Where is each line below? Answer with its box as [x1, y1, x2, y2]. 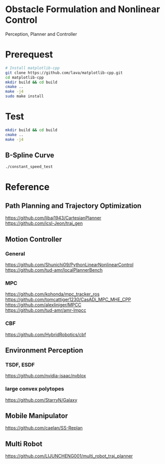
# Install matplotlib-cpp [5, 65, 60, 70]
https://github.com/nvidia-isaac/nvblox [5, 373, 86, 379]
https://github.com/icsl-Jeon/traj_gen [5, 220, 83, 226]
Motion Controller [5, 235, 62, 243]
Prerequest [5, 49, 53, 60]
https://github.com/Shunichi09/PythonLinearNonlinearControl [5, 262, 134, 268]
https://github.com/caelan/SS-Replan [5, 425, 83, 431]
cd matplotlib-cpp [5, 75, 44, 80]
